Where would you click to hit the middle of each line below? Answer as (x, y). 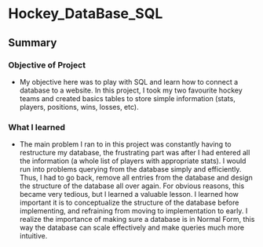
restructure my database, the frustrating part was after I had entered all (135, 153)
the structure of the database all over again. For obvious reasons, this (132, 186)
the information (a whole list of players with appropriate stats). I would (133, 161)
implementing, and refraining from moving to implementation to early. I (133, 211)
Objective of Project (47, 65)
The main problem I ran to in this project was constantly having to (125, 144)
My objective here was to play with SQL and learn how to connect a (129, 82)
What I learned (37, 127)
